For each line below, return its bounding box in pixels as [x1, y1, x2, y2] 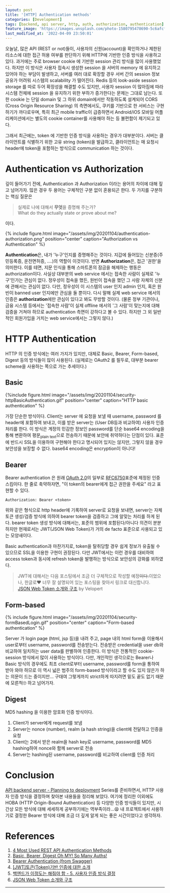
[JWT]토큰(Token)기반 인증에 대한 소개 [12, 864, 91, 870]
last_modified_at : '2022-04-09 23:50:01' [5, 31, 94, 36]
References [5, 831, 55, 842]
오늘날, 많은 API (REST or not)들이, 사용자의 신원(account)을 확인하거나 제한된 [5, 46, 162, 51]
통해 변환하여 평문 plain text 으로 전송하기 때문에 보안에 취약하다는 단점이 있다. [5, 432, 155, 439]
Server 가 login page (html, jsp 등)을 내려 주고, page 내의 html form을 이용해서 [5, 635, 163, 642]
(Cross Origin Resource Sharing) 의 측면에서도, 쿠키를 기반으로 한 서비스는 [5, 102, 155, 109]
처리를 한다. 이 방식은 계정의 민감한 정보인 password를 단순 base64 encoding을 [5, 426, 164, 432]
